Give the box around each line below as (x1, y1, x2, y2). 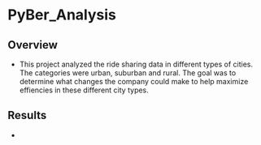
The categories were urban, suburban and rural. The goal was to (19, 68, 237, 78)
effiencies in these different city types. (19, 85, 150, 95)
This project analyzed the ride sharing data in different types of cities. (19, 59, 254, 69)
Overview (7, 38, 59, 52)
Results (7, 109, 47, 122)
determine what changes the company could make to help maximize (19, 77, 249, 86)
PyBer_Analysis (7, 6, 117, 24)
